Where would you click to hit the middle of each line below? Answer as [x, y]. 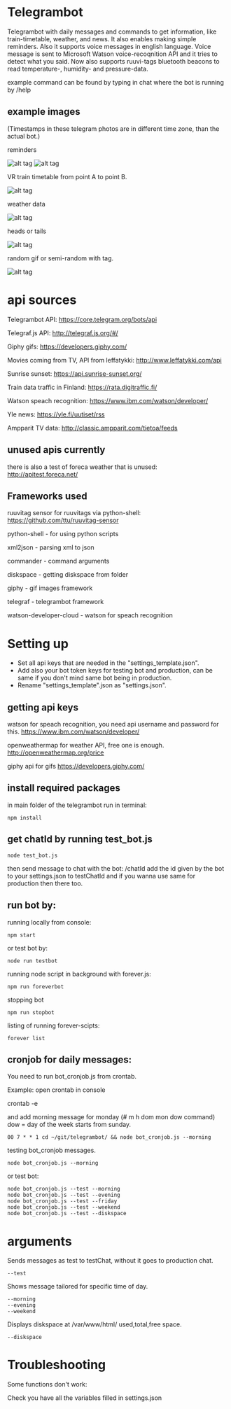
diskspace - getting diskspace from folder [68, 575]
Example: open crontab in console [56, 1090]
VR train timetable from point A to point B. [67, 176]
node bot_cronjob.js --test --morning [64, 1189]
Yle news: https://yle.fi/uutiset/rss [56, 414]
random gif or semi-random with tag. [61, 258]
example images [44, 112]
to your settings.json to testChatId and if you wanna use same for [101, 876]
